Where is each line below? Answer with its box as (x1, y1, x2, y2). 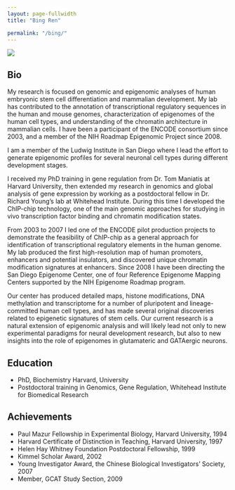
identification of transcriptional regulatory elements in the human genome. (7, 241, 222, 249)
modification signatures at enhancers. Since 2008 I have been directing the (7, 263, 225, 272)
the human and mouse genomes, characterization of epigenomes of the (7, 110, 215, 118)
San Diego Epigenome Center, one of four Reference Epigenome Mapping (7, 270, 221, 279)
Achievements (7, 411, 72, 423)
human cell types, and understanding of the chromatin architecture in (7, 118, 208, 126)
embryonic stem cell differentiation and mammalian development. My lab (7, 95, 217, 103)
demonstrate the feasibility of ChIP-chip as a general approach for (7, 233, 199, 241)
